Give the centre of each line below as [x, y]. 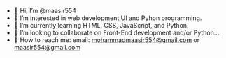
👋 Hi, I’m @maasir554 [45, 11]
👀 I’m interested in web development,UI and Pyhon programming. [108, 18]
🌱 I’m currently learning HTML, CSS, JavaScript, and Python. [101, 25]
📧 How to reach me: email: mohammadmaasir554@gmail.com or [107, 40]
